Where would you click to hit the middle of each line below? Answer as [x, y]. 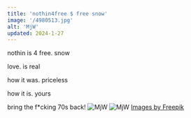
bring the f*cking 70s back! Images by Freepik [95, 107]
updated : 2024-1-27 [36, 33]
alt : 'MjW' [23, 27]
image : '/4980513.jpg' [40, 20]
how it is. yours [29, 94]
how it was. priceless [38, 80]
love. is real [24, 66]
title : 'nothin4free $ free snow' [58, 14]
